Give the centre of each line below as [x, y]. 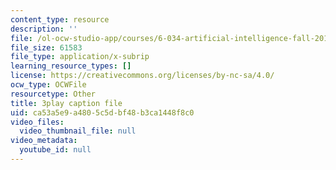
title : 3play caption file [66, 103]
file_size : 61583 [46, 47]
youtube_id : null [55, 150]
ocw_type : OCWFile [48, 85]
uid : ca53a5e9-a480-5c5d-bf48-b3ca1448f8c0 [102, 112]
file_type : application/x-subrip [80, 57]
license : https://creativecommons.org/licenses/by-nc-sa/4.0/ [142, 76]
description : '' [44, 29]
